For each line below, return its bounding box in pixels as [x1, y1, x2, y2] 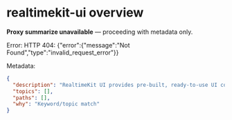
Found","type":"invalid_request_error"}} [6, 48, 119, 57]
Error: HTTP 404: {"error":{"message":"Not [6, 41, 130, 49]
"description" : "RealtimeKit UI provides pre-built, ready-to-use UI [12, 81, 217, 88]
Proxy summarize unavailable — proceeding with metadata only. [6, 28, 193, 36]
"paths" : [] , [12, 94, 51, 101]
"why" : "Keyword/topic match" [12, 101, 100, 108]
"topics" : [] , [12, 88, 53, 94]
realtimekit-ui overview [6, 5, 144, 21]
